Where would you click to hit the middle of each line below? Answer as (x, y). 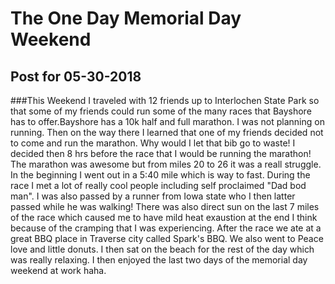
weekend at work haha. (58, 270)
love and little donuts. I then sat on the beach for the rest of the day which (162, 249)
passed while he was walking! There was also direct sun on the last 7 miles (165, 206)
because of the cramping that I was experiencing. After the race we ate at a (166, 228)
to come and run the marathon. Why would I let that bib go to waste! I (153, 143)
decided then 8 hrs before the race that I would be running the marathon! (161, 153)
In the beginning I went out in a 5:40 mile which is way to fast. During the (160, 175)
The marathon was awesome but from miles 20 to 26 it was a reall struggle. (166, 164)
